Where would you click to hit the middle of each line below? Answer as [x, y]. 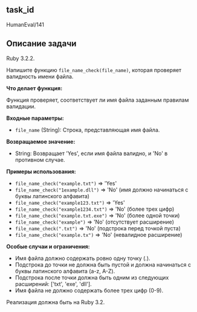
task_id [20, 10]
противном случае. [40, 159]
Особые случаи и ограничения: [48, 246]
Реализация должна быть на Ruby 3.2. [56, 302]
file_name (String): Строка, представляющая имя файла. [87, 130]
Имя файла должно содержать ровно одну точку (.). [82, 258]
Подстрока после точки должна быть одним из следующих [92, 277]
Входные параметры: [35, 118]
